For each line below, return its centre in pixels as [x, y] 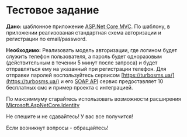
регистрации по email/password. [46, 39]
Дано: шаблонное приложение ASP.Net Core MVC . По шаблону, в [88, 26]
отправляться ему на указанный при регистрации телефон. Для [86, 68]
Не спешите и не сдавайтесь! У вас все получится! [70, 116]
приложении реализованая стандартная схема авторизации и [84, 32]
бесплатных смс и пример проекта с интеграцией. [70, 87]
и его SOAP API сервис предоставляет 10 [112, 81]
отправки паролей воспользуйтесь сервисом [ [65, 75]
